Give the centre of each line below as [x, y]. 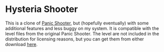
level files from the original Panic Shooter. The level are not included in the [82, 33]
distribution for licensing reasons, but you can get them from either [75, 39]
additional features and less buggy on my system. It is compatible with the [82, 28]
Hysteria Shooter [42, 9]
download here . [21, 44]
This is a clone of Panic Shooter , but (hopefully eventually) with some [77, 23]
